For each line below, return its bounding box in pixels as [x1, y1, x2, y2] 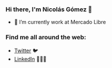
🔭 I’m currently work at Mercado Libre [14, 19, 107, 26]
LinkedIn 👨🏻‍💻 [14, 55, 47, 62]
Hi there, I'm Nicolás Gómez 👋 [5, 5, 93, 13]
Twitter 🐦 [14, 47, 39, 54]
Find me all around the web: [5, 33, 87, 42]
